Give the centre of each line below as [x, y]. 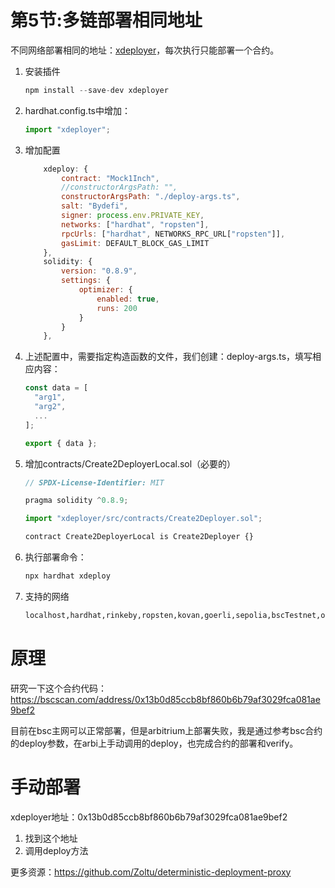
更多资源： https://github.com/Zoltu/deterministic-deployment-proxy [151, 872]
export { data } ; [61, 443]
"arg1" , [50, 397]
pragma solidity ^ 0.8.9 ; [76, 501]
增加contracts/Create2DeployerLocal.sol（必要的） [130, 463]
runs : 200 [117, 308]
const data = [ [56, 388]
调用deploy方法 [56, 850]
